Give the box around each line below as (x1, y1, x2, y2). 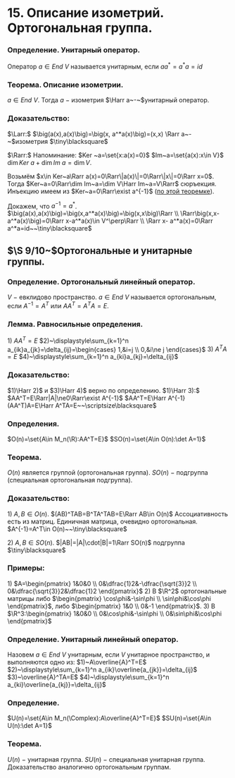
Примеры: (7, 563, 45, 573)
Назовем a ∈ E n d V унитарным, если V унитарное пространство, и (7, 650, 210, 659)
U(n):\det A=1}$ (7, 722, 53, 730)
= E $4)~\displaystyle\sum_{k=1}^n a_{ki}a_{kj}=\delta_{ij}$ (7, 353, 179, 361)
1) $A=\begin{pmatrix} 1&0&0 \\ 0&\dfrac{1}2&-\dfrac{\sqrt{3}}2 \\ (7, 579, 197, 588)
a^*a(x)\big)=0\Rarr (7, 217, 65, 225)
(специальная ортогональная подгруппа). (7, 476, 133, 485)
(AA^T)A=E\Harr (7, 401, 54, 410)
